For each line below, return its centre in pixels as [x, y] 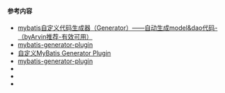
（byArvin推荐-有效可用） [55, 37]
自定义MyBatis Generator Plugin [64, 53]
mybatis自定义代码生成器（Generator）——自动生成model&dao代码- [117, 28]
